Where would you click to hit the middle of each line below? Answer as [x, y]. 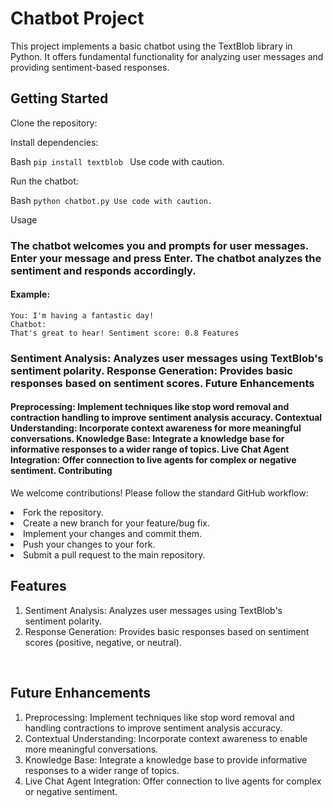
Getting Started [59, 98]
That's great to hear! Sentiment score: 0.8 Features [125, 333]
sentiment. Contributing [61, 471]
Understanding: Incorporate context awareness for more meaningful [156, 428]
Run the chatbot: [44, 181]
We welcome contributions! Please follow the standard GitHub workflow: [159, 493]
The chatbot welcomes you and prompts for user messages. [159, 245]
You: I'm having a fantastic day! [82, 315]
